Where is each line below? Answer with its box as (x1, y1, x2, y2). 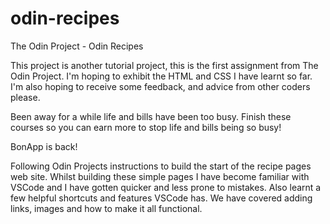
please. (10, 91, 41, 103)
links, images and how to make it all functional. (10, 202, 203, 214)
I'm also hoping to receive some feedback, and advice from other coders (10, 80, 311, 92)
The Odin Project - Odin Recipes (10, 40, 144, 52)
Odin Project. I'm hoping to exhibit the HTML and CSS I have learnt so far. (10, 70, 313, 82)
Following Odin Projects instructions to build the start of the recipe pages (10, 160, 312, 172)
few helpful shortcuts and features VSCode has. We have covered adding (10, 192, 313, 204)
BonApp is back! (10, 140, 78, 152)
